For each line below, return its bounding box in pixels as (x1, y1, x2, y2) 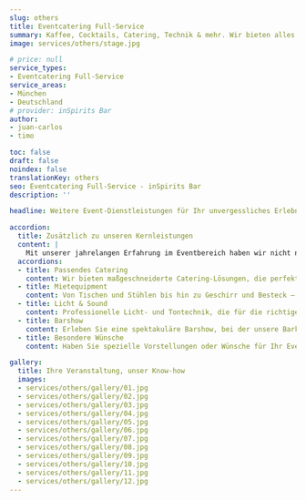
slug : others (9, 13, 59, 23)
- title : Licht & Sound (17, 300, 107, 309)
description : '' (9, 190, 71, 199)
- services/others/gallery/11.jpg (17, 468, 148, 477)
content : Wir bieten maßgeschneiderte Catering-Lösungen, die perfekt (25, 274, 300, 283)
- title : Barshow (17, 316, 84, 325)
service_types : (9, 64, 67, 73)
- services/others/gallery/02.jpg (17, 392, 148, 401)
